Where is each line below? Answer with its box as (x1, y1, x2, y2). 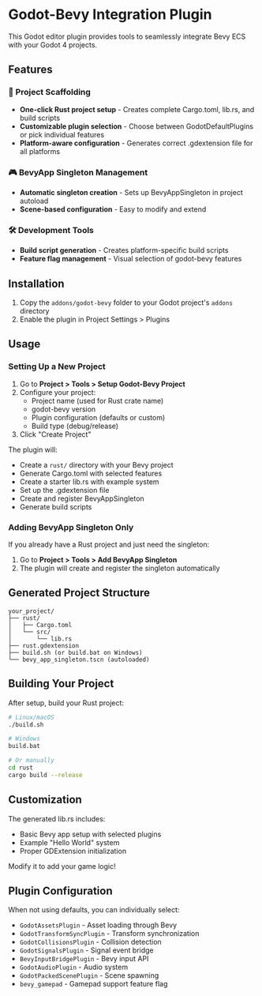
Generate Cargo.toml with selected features (19, 468, 163, 478)
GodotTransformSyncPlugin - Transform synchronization (19, 929, 200, 938)
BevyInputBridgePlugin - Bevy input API (19, 954, 149, 964)
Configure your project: (19, 387, 96, 397)
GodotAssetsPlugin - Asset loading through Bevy (19, 920, 178, 930)
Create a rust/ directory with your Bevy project (19, 460, 174, 469)
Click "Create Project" (19, 429, 92, 439)
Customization (8, 793, 83, 806)
